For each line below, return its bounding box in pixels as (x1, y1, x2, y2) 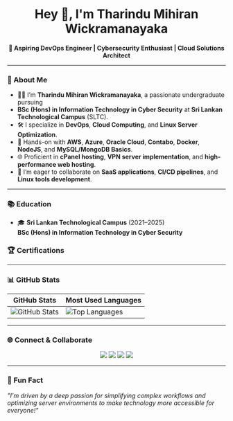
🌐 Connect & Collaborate (7, 335, 92, 345)
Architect (103, 51, 130, 60)
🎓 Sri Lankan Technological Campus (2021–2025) (17, 218, 165, 226)
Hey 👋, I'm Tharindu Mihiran (34, 6, 199, 22)
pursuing (17, 98, 43, 107)
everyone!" (7, 406, 39, 414)
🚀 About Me (7, 75, 48, 84)
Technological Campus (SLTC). (17, 113, 109, 121)
